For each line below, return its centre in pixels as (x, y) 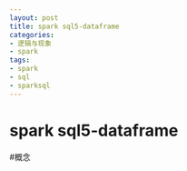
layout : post (34, 18)
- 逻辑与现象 (30, 43)
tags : (20, 60)
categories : (32, 35)
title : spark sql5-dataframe (64, 26)
